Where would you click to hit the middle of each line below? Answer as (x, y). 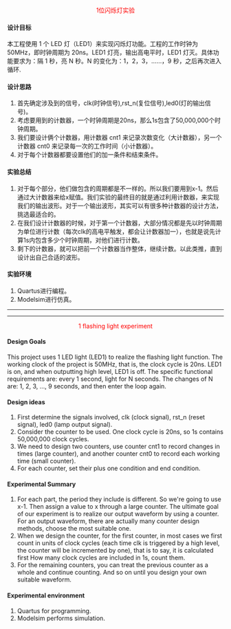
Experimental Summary (42, 484)
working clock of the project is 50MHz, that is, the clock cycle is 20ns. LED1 (114, 364)
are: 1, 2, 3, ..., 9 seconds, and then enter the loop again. (87, 386)
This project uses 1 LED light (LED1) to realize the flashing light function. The (115, 357)
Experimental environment (46, 595)
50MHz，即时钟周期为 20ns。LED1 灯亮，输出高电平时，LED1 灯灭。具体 (110, 52)
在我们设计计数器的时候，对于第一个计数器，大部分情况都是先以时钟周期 (119, 223)
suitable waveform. (44, 580)
